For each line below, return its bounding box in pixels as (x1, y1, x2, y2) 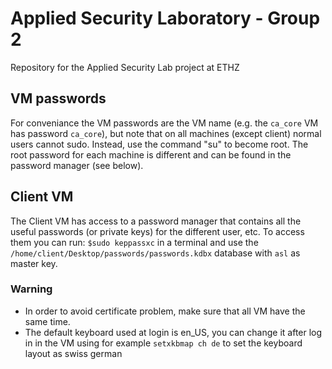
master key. (10, 257, 58, 269)
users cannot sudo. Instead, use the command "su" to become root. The (10, 138, 309, 150)
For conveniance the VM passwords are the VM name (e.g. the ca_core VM (10, 117, 319, 129)
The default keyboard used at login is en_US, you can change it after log (24, 326, 323, 338)
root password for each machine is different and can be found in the (10, 148, 292, 161)
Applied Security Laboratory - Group (10, 7, 321, 30)
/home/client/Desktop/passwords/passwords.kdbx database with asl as (10, 247, 301, 259)
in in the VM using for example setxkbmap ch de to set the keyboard (24, 337, 303, 349)
